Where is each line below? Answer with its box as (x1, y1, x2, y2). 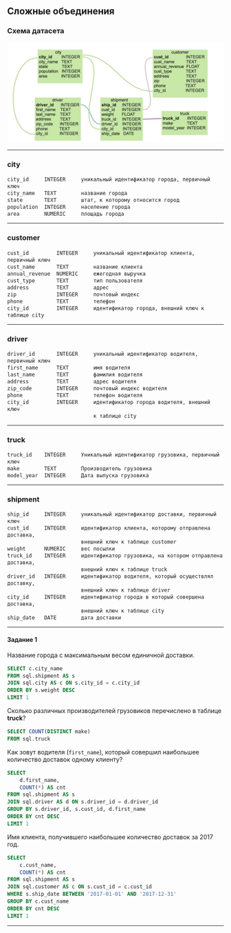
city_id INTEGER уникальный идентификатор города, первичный (7, 176, 211, 183)
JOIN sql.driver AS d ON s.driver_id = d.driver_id (7, 799, 158, 805)
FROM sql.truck (7, 735, 51, 742)
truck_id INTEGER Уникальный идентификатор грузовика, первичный (7, 452, 220, 459)
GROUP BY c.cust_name (7, 898, 69, 905)
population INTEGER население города (7, 203, 131, 211)
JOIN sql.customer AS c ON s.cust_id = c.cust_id (7, 883, 153, 890)
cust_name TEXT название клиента (7, 263, 143, 270)
